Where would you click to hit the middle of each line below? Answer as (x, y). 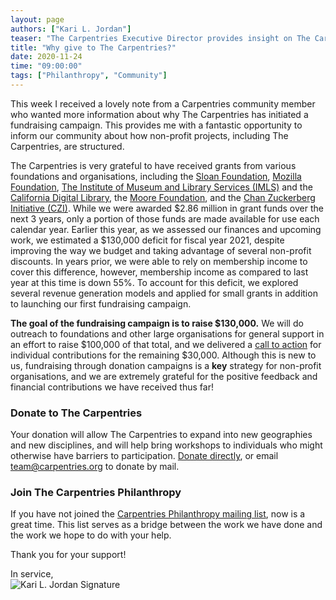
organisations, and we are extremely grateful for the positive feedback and (164, 376)
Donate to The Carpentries (76, 413)
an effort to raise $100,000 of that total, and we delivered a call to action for (166, 344)
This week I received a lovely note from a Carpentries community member (163, 103)
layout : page (37, 19)
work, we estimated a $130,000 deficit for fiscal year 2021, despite (147, 240)
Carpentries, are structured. (67, 146)
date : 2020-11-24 (46, 57)
